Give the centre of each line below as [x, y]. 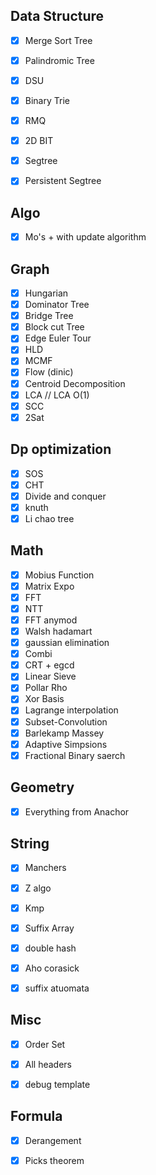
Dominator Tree [57, 305]
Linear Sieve [50, 676]
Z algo [38, 888]
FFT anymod [51, 620]
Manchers [45, 868]
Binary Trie [47, 100]
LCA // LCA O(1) [57, 395]
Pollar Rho [46, 688]
